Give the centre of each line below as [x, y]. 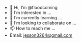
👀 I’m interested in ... [30, 13]
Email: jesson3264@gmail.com [41, 35]
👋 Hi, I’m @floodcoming [34, 7]
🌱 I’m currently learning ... [36, 18]
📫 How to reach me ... [32, 28]
